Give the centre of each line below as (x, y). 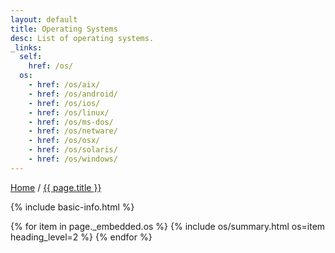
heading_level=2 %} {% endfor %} (81, 237)
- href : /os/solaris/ (73, 150)
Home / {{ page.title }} (56, 187)
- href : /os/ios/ (64, 103)
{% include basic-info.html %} (72, 207)
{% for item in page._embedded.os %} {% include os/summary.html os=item (168, 226)
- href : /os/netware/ (73, 131)
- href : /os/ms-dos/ (71, 122)
